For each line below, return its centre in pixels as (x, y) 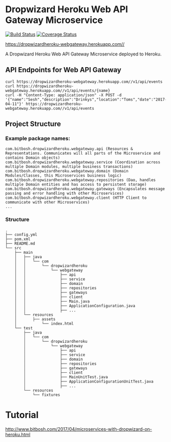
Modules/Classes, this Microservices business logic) (64, 176)
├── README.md (20, 243)
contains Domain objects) (33, 158)
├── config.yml (21, 234)
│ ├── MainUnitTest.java (66, 377)
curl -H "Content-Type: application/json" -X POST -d (64, 95)
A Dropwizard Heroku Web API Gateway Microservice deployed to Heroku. (83, 54)
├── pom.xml (18, 239)
